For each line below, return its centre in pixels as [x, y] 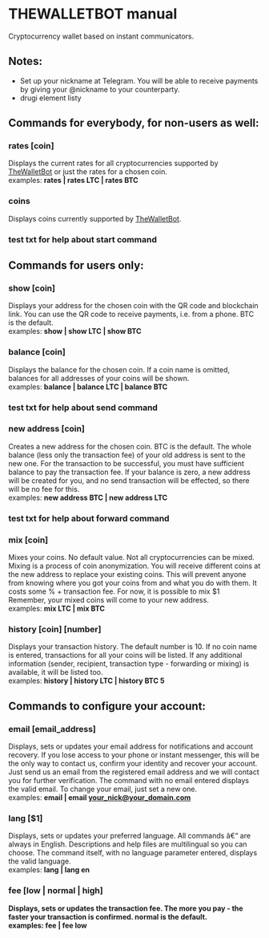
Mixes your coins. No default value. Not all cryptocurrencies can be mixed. [131, 558]
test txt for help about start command [83, 239]
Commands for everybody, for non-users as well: [134, 123]
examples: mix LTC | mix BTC [57, 609]
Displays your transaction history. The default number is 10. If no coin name [133, 647]
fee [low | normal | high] [56, 891]
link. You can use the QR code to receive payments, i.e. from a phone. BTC [131, 315]
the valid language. [40, 861]
